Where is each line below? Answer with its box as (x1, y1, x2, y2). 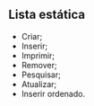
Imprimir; (21, 49, 56, 61)
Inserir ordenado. (21, 88, 86, 99)
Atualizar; (21, 78, 57, 89)
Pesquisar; (21, 69, 62, 80)
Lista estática (8, 7, 86, 22)
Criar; (21, 31, 43, 41)
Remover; (21, 59, 57, 70)
